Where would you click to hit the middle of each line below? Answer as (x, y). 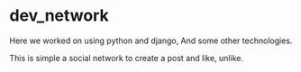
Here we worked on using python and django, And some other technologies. (151, 40)
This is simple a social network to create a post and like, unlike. (126, 58)
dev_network (59, 16)
